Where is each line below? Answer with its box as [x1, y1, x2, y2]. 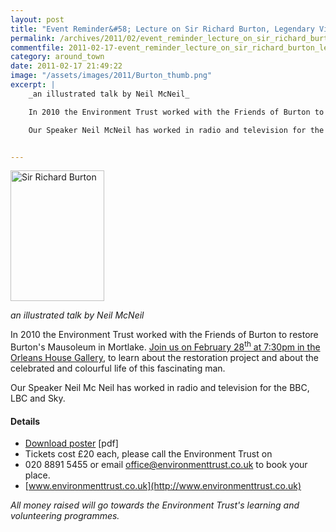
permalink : [10, 33, 56, 43]
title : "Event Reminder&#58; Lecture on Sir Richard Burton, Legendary [10, 24, 315, 34]
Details [10, 415, 41, 427]
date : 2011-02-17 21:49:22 [10, 61, 123, 71]
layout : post [10, 14, 65, 25]
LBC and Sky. [10, 392, 66, 405]
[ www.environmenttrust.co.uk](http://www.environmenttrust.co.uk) [24, 480, 302, 492]
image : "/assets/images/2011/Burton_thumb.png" [10, 71, 213, 81]
